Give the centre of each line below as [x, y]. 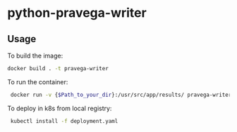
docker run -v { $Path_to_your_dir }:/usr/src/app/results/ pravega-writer [121, 95]
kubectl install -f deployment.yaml [64, 121]
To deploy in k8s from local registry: [60, 108]
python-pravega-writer [77, 13]
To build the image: [35, 55]
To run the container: [38, 81]
